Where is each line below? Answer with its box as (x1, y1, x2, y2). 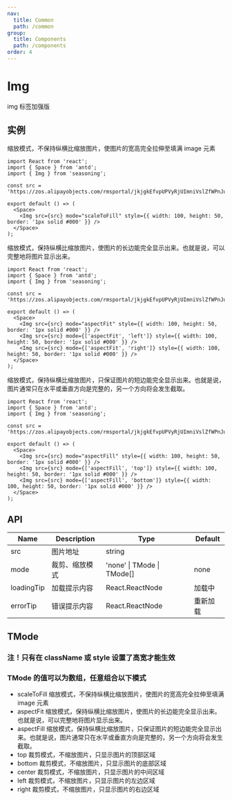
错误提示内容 (51, 602, 93, 611)
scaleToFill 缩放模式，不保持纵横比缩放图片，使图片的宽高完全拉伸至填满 (17, 690, 224, 698)
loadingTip (10, 583, 45, 593)
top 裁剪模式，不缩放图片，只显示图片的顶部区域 (17, 751, 156, 759)
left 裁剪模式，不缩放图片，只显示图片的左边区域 (17, 776, 155, 785)
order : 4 (7, 49, 32, 56)
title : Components (13, 36, 67, 43)
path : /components (13, 42, 67, 49)
